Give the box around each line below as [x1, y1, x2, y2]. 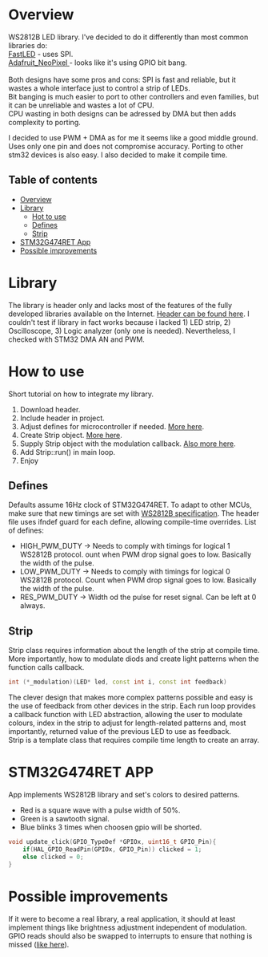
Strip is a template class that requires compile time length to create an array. [8, 736, 260, 745]
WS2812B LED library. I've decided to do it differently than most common [8, 32, 249, 42]
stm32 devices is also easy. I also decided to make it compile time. [8, 150, 228, 160]
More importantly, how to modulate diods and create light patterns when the [8, 654, 259, 663]
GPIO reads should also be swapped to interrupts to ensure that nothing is [8, 931, 253, 940]
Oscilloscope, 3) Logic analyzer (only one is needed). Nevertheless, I [8, 326, 236, 335]
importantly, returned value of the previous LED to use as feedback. [8, 727, 232, 736]
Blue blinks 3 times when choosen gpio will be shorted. [19, 822, 202, 832]
